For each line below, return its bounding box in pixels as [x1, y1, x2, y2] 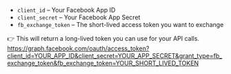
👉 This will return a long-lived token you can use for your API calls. [7, 35, 200, 42]
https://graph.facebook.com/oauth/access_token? [7, 44, 150, 53]
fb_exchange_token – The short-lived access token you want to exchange [17, 21, 224, 28]
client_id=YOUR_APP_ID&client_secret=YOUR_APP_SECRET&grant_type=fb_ [7, 52, 223, 59]
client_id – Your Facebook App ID [17, 6, 116, 14]
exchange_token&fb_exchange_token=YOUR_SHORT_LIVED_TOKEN [7, 59, 199, 67]
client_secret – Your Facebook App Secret [17, 13, 141, 21]
